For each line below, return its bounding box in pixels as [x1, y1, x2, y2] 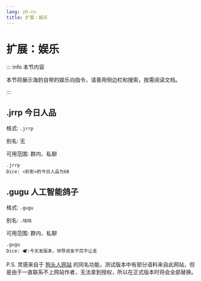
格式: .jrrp [6, 124, 34, 132]
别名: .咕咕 [6, 217, 32, 224]
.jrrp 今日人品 [6, 107, 57, 118]
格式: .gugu [6, 204, 34, 212]
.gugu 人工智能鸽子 [6, 187, 78, 197]
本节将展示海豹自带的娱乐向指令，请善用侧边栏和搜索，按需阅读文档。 [6, 76, 181, 83]
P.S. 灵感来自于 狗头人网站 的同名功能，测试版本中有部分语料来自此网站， [6, 261, 190, 268]
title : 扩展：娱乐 [6, 15, 48, 21]
